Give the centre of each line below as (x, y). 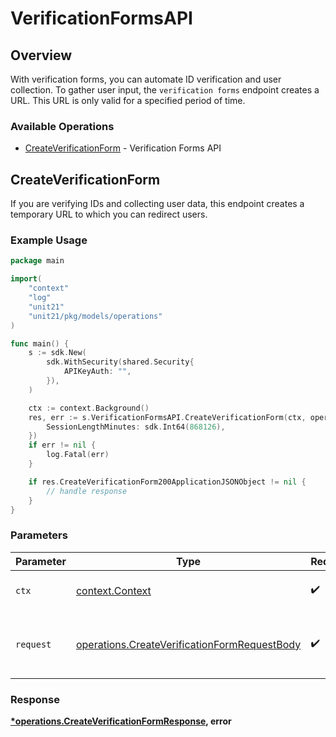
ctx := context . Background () (89, 408)
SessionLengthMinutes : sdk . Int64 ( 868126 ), (136, 427)
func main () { (40, 343)
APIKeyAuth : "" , (97, 372)
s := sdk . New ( (57, 353)
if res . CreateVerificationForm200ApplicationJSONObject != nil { (167, 482)
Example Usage (49, 240)
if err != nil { (62, 445)
